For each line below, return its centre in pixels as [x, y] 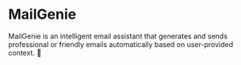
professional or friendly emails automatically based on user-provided [121, 44]
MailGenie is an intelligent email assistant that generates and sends [118, 36]
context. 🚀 [25, 52]
